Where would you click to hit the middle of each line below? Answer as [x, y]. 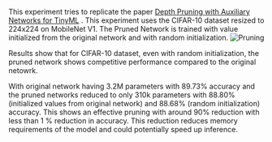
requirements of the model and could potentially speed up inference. [123, 129]
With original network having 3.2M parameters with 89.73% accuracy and [132, 86]
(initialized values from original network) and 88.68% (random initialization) [134, 103]
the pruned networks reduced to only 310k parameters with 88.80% [122, 95]
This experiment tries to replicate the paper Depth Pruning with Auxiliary [129, 12]
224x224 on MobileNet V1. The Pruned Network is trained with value [123, 29]
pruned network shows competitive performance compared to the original [132, 62]
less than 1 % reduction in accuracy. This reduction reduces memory [123, 120]
